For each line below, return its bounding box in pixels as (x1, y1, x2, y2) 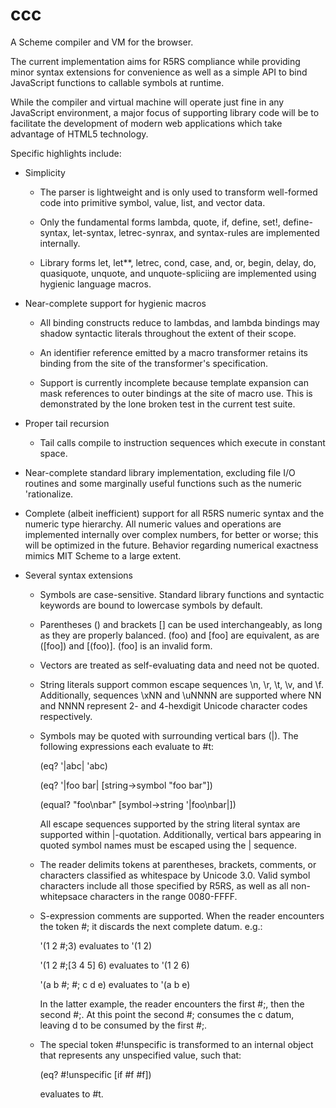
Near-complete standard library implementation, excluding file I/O (24, 466, 296, 478)
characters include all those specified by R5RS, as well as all (39, 879, 289, 892)
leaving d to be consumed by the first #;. (39, 1019, 208, 1031)
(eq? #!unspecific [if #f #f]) (39, 1068, 152, 1080)
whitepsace (39, 890, 88, 902)
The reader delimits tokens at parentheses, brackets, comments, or (39, 858, 317, 870)
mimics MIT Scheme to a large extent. (24, 549, 182, 562)
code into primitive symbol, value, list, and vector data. (39, 196, 266, 208)
